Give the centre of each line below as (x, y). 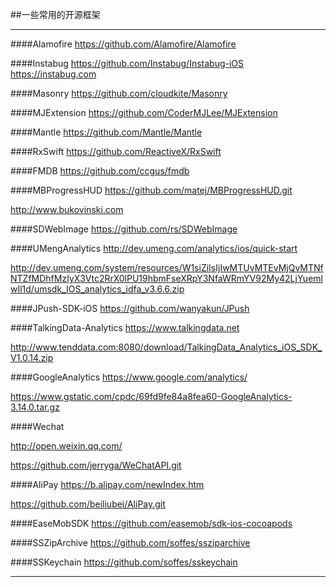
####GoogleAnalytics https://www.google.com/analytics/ (129, 377)
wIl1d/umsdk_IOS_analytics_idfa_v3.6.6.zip (97, 289)
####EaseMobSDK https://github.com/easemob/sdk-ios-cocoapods (151, 523)
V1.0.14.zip (32, 357)
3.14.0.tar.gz (35, 407)
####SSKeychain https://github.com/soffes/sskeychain (124, 562)
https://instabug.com (53, 74)
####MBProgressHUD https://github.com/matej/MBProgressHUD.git (151, 190)
